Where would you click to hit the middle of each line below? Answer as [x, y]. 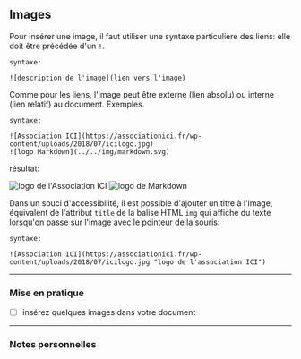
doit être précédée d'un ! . [57, 46]
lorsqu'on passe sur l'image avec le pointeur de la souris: [115, 222]
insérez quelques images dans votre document [109, 312]
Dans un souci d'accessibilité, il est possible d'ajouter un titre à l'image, [141, 203]
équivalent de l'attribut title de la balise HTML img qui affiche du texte [140, 212]
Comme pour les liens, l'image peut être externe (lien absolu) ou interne [142, 94]
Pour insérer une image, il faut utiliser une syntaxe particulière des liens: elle [150, 36]
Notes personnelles [53, 345]
